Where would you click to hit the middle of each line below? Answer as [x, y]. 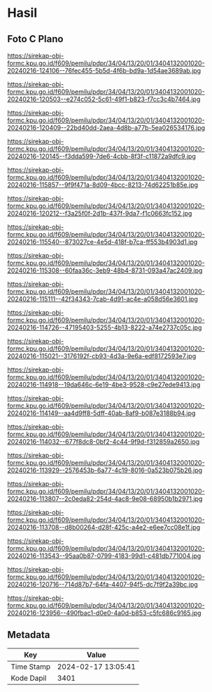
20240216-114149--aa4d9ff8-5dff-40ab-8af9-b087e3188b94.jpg [101, 413]
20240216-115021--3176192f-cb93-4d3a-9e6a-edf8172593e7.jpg [102, 356]
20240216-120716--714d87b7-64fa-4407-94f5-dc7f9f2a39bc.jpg [103, 584]
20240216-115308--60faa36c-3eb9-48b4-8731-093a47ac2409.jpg [105, 270]
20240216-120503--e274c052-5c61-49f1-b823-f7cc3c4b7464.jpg [104, 99]
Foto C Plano [35, 39]
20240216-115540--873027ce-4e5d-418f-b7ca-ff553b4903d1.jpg [103, 242]
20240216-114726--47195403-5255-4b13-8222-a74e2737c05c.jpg [105, 327]
